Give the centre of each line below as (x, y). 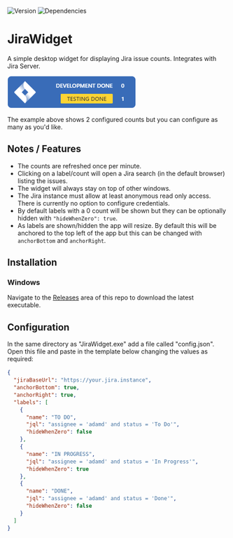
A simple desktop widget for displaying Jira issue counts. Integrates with (112, 58)
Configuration (38, 327)
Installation (32, 263)
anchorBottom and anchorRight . (62, 240)
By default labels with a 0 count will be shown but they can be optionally (121, 210)
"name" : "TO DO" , (51, 417)
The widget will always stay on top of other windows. (94, 188)
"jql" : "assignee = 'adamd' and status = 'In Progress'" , (112, 462)
